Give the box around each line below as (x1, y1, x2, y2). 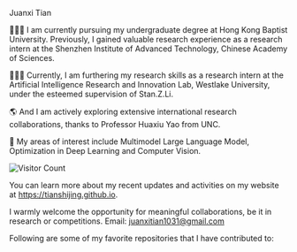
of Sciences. (9, 53, 55, 63)
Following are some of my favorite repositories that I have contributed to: (9, 233, 274, 243)
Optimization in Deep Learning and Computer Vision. (9, 146, 202, 156)
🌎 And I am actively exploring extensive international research (9, 106, 237, 117)
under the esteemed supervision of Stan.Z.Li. (9, 88, 174, 99)
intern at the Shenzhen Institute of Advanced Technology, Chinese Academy (9, 43, 288, 54)
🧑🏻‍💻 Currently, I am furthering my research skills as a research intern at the (9, 70, 285, 80)
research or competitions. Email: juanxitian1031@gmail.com (9, 216, 225, 226)
